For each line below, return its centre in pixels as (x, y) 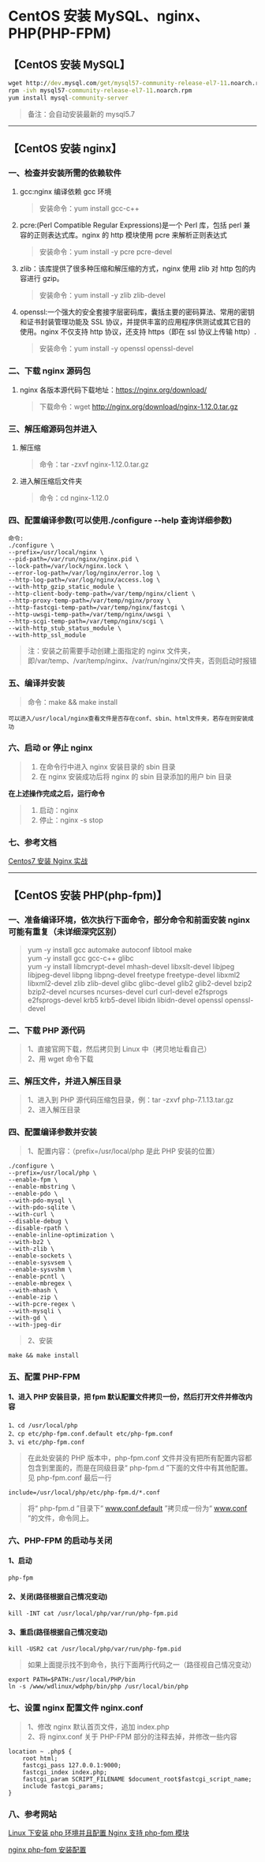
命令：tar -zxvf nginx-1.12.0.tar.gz (94, 464)
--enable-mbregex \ (40, 1283)
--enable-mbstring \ (42, 1186)
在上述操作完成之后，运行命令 (56, 793)
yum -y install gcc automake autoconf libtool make (110, 950)
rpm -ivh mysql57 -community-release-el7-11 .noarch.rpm (100, 90)
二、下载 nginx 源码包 (49, 371)
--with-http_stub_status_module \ (65, 628)
